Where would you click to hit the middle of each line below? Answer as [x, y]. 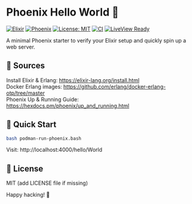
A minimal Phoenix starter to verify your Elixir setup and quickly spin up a [96, 40]
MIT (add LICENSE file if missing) [47, 183]
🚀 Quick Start [31, 124]
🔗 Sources [26, 66]
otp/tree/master [25, 93]
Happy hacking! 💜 [28, 195]
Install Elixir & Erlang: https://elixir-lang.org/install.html [73, 80]
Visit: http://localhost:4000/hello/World [54, 150]
